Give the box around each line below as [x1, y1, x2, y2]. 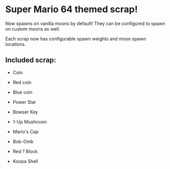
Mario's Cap [12, 128, 39, 134]
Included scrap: [5, 56, 56, 65]
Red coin [12, 79, 32, 85]
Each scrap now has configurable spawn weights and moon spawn [5, 36, 147, 42]
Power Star [12, 99, 37, 105]
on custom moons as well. [5, 25, 60, 32]
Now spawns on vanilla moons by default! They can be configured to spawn [5, 20, 165, 26]
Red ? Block [12, 148, 38, 154]
